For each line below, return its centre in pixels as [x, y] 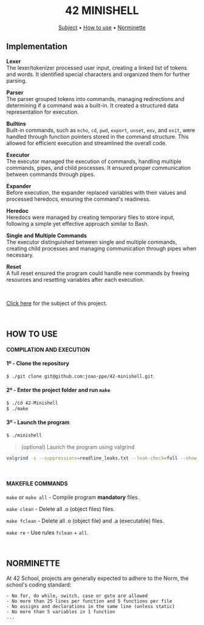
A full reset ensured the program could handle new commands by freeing [98, 273]
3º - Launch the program [38, 422]
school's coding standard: [39, 584]
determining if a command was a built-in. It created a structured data [93, 105]
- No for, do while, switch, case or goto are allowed [77, 596]
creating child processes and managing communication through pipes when [101, 248]
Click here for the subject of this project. [57, 303]
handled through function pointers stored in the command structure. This [98, 136]
